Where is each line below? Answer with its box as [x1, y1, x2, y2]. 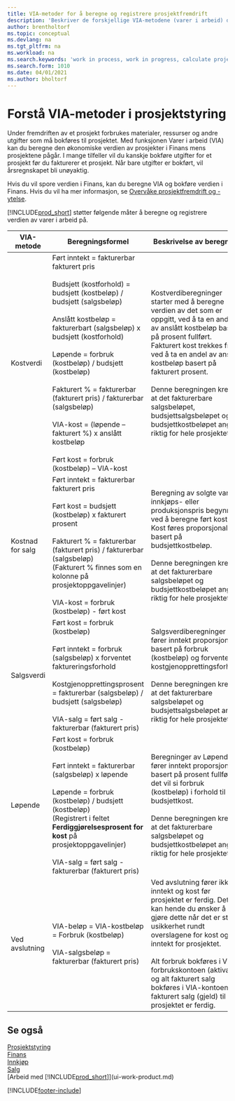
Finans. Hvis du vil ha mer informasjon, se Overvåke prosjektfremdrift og [7, 187, 217, 196]
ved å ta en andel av [150, 349, 217, 359]
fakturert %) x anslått [52, 429, 122, 439]
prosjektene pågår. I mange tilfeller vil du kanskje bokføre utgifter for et [7, 152, 212, 160]
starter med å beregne [150, 297, 225, 307]
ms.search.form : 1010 [7, 62, 71, 69]
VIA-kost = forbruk [52, 598, 115, 608]
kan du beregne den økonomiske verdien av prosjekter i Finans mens [7, 144, 206, 152]
